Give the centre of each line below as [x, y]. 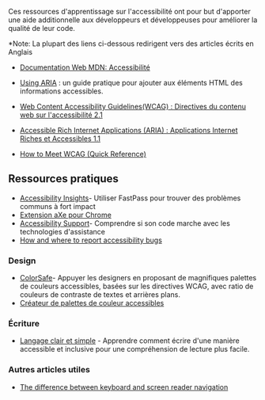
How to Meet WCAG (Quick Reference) [83, 154]
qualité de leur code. [42, 28]
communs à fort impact [58, 206]
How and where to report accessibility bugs [91, 240]
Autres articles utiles [49, 370]
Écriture [24, 324]
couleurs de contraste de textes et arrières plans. [100, 295]
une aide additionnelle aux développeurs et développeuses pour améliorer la [133, 20]
